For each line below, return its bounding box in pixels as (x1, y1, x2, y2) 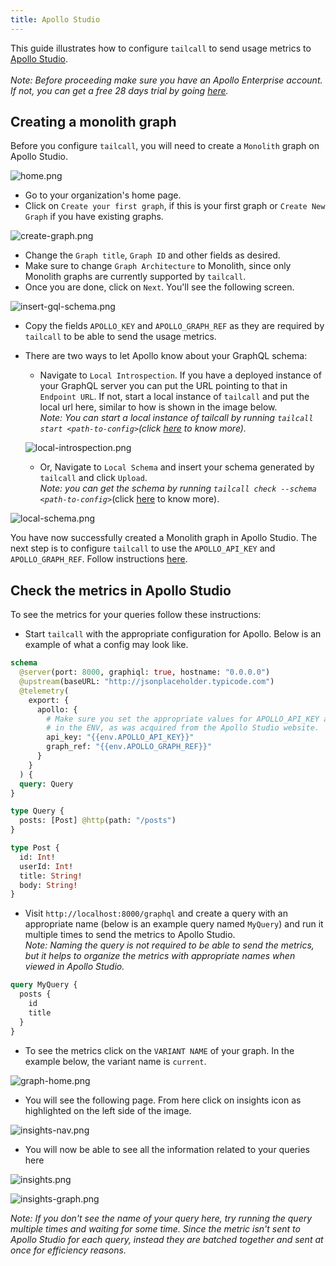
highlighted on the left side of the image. (24, 1104, 192, 1116)
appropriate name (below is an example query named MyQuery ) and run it (24, 918, 324, 930)
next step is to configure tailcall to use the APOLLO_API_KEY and (10, 542, 276, 555)
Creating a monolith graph (10, 114, 177, 131)
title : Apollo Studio (10, 14, 101, 25)
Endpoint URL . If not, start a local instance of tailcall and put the (39, 391, 310, 403)
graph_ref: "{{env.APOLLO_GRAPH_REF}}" (46, 742, 213, 752)
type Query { (10, 806, 65, 816)
